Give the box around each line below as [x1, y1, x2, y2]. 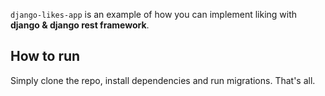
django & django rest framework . [10, 19, 150, 31]
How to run [10, 48, 81, 65]
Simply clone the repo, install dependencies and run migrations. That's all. [10, 74, 316, 86]
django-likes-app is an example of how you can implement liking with [10, 9, 298, 20]
